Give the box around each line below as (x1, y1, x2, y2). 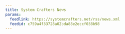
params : (5, 12, 22, 17)
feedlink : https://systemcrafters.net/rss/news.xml (10, 16, 120, 21)
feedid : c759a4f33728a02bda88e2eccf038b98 (10, 21, 100, 26)
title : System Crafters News (5, 7, 66, 12)
